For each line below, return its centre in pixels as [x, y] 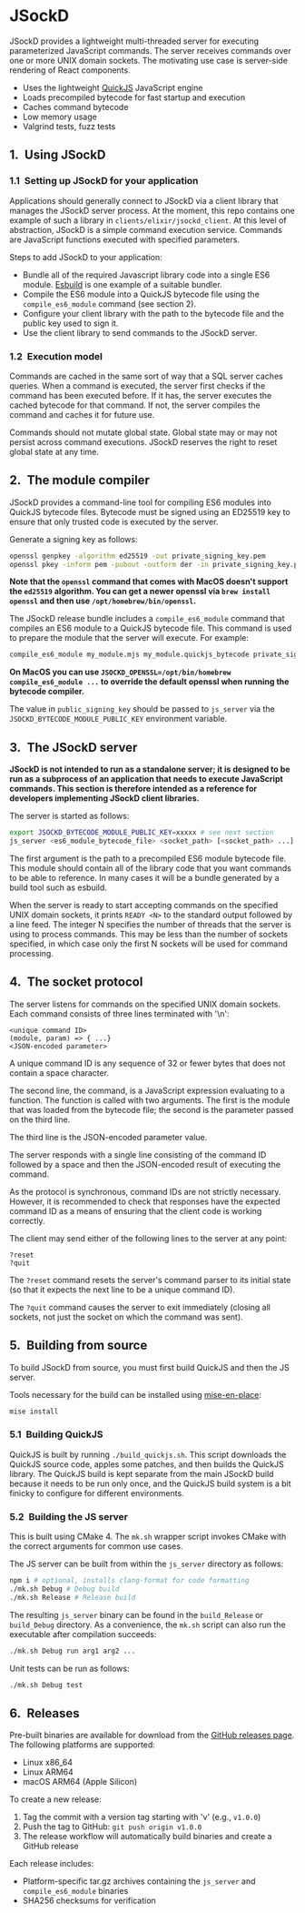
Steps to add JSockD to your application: [86, 257]
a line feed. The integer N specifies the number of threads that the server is [151, 924]
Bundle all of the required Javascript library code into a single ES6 [146, 275]
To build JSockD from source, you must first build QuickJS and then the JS [149, 1367]
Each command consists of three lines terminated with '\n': [119, 1013]
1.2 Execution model [56, 356]
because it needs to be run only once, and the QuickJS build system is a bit [151, 1483]
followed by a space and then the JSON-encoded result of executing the [145, 1164]
